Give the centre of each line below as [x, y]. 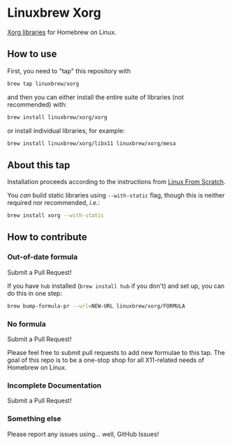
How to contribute [47, 237]
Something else [34, 418]
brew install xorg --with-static [56, 216]
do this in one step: [35, 293]
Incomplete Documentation [55, 385]
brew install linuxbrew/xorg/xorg [57, 117]
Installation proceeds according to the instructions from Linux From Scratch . [116, 182]
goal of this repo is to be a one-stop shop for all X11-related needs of [106, 360]
